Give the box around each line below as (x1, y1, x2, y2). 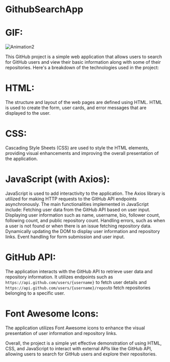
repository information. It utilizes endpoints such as (5, 274, 113, 280)
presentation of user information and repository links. (5, 330, 117, 336)
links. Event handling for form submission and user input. (5, 234, 125, 240)
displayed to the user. (5, 110, 51, 116)
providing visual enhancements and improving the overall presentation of (5, 150, 159, 156)
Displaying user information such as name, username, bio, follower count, (5, 212, 160, 218)
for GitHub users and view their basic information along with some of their (5, 59, 161, 65)
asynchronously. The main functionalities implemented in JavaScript (5, 201, 149, 207)
